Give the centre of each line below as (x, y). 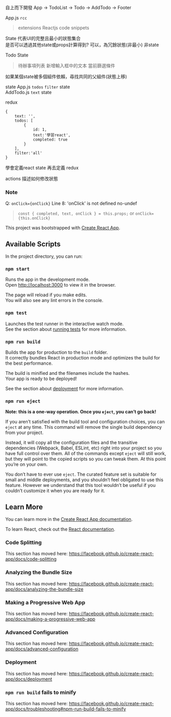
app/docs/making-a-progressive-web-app (50, 619)
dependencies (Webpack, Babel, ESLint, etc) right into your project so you (84, 448)
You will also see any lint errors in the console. (54, 300)
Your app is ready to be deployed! (41, 379)
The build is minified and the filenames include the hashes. (68, 373)
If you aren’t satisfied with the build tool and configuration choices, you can (85, 422)
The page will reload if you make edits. (46, 295)
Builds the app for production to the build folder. (57, 352)
